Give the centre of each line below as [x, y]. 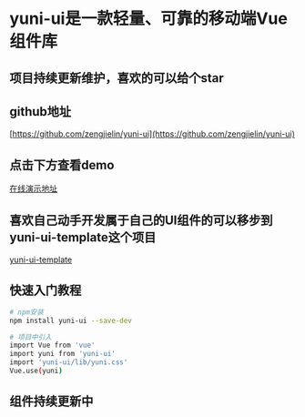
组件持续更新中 [51, 402]
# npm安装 [26, 312]
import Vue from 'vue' [52, 346]
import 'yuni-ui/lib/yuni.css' [69, 362]
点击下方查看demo [62, 165]
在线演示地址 [33, 188]
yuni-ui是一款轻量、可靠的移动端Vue [149, 19]
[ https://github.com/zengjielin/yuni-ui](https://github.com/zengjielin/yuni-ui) [152, 134]
